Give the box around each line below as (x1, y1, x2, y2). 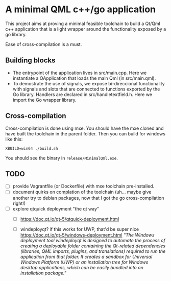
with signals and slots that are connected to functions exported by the (12, 86, 160, 92)
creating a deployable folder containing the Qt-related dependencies (20, 243, 166, 249)
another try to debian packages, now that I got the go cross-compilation (12, 195, 164, 201)
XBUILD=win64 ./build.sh (5, 146, 58, 151)
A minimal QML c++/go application (5, 4, 156, 15)
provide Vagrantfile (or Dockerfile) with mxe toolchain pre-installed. (12, 183, 155, 190)
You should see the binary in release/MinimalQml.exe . (5, 155, 118, 161)
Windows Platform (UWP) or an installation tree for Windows (20, 259, 149, 265)
